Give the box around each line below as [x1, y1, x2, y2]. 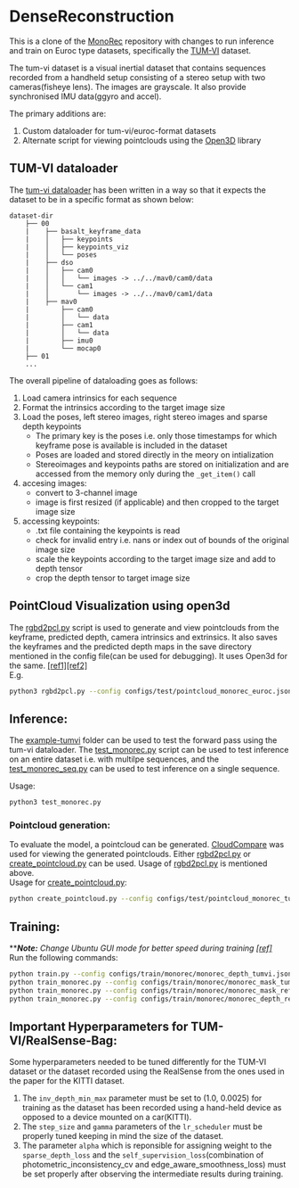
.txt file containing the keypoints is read [35, 524, 181, 536]
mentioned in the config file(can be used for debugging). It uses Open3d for [9, 650, 288, 661]
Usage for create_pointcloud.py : [9, 877, 127, 888]
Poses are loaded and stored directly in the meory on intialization [35, 449, 274, 460]
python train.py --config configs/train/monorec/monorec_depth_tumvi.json [9, 969, 293, 978]
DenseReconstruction [9, 6, 175, 27]
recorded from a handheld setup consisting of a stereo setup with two [9, 71, 266, 82]
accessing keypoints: [21, 516, 101, 526]
